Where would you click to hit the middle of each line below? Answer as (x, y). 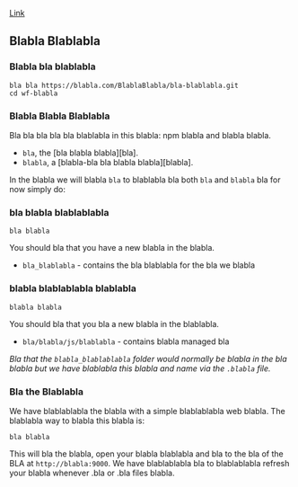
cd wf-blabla (34, 93)
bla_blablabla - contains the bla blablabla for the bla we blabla (139, 265)
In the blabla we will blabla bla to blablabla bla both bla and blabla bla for (145, 180)
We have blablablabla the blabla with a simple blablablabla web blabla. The (147, 411)
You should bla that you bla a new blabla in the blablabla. (114, 323)
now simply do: (37, 189)
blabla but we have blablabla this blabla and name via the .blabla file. (140, 368)
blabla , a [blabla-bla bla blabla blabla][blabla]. (108, 162)
